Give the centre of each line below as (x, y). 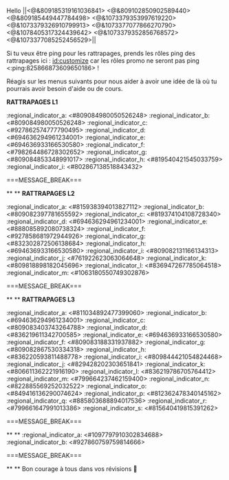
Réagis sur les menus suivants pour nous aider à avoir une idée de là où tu (112, 81)
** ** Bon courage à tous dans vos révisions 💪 (72, 469)
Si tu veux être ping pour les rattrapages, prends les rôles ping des (101, 53)
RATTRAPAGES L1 (32, 102)
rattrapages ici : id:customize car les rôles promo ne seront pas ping (103, 61)
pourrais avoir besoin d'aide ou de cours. (65, 89)
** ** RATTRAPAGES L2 (41, 193)
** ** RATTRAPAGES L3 (41, 299)
